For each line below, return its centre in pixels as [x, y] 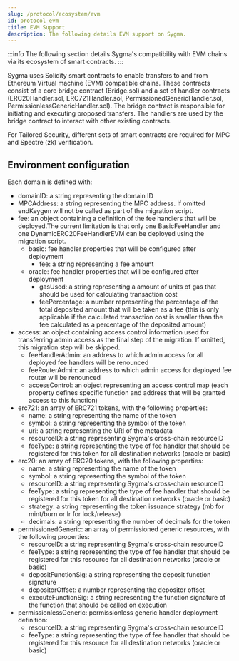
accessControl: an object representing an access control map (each [128, 385]
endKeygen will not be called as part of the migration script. [106, 211]
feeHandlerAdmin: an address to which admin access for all [116, 355]
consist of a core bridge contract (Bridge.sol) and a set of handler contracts [119, 91]
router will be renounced [65, 378]
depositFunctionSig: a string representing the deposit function [119, 575]
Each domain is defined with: [50, 182]
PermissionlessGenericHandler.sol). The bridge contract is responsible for [116, 106]
